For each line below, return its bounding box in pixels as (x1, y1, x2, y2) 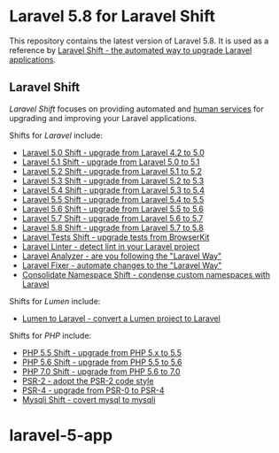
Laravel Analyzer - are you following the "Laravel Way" (21, 250, 222, 261)
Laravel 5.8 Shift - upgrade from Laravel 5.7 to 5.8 (21, 222, 204, 233)
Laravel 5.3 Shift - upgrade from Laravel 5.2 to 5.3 (21, 175, 205, 186)
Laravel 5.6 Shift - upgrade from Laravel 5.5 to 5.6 (21, 203, 204, 214)
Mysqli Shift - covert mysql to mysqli (21, 394, 156, 404)
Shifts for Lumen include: (9, 296, 101, 306)
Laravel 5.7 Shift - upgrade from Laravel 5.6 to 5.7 (21, 212, 204, 223)
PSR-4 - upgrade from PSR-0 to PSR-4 (21, 385, 165, 395)
